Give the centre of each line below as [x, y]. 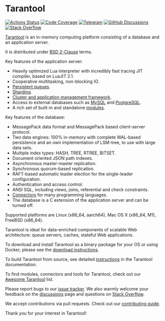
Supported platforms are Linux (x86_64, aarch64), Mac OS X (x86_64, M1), [81, 214]
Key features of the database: [35, 117]
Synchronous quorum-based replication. [53, 169]
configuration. [26, 179]
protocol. [21, 132]
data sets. [22, 147]
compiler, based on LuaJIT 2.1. [43, 76]
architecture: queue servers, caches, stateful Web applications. [69, 235]
